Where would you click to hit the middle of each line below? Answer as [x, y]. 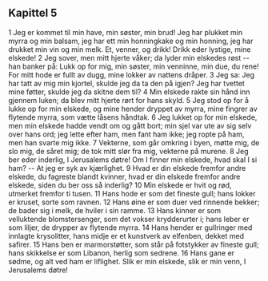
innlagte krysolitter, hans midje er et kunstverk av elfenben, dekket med [126, 235]
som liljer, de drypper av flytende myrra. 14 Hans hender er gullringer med [130, 228]
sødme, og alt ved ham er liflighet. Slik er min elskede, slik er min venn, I [127, 261]
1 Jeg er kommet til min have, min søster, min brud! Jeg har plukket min [125, 32]
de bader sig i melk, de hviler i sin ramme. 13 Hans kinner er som [115, 210]
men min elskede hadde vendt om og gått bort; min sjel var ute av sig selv [130, 125]
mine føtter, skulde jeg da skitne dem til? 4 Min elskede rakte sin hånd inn [129, 92]
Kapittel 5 [33, 13]
